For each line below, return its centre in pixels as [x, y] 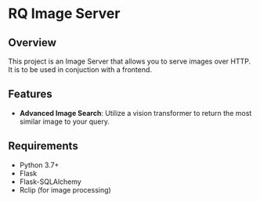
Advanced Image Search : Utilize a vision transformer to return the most [135, 113]
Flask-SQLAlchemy [51, 182]
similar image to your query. [64, 121]
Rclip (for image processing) [65, 189]
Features [30, 94]
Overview [32, 43]
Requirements [43, 146]
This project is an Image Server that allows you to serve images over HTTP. [130, 61]
